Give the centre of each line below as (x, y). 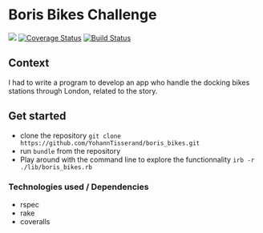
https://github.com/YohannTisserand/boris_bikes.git (110, 143)
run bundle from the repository (70, 151)
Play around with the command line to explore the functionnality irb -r (137, 159)
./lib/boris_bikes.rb (56, 167)
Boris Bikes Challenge (83, 15)
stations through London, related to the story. (83, 90)
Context (29, 63)
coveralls (35, 221)
